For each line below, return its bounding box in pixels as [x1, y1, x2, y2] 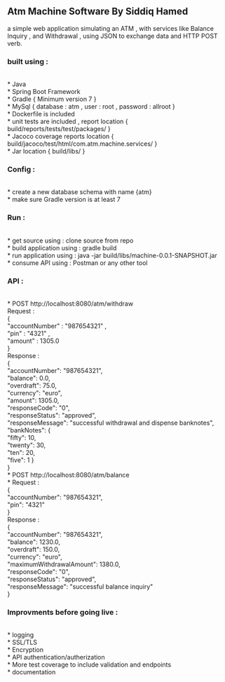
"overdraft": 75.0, [7, 381, 57, 390]
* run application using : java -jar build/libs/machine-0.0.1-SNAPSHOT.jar [7, 251, 217, 259]
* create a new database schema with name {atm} [7, 188, 152, 196]
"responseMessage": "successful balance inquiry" [7, 582, 154, 591]
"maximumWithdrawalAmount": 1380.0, [7, 560, 121, 568]
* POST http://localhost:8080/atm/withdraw [7, 299, 134, 308]
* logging [7, 631, 34, 639]
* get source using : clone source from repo [7, 236, 134, 245]
